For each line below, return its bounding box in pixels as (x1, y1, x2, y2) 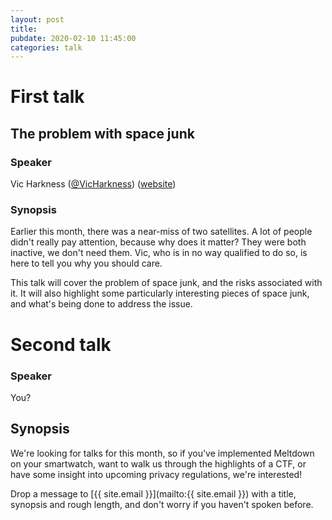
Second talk (10, 333, 112, 356)
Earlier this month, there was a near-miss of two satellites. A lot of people (10, 226, 313, 238)
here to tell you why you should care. (10, 257, 163, 270)
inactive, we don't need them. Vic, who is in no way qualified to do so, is (10, 247, 308, 259)
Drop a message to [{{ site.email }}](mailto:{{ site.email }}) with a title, (10, 487, 297, 500)
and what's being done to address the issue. (10, 298, 193, 310)
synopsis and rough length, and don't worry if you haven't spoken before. (10, 498, 314, 510)
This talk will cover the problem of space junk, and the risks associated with (10, 277, 323, 289)
